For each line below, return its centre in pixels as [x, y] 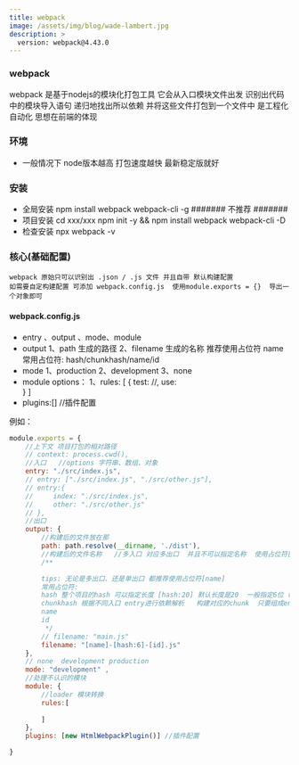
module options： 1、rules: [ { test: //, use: [99, 382]
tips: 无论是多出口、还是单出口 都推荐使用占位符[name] [133, 579]
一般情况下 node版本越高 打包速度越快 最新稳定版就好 [121, 162]
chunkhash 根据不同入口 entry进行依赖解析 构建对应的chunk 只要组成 [163, 604]
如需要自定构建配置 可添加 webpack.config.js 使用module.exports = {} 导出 [146, 287]
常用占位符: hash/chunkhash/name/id [91, 359]
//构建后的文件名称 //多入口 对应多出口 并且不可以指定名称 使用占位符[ [166, 554]
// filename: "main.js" [85, 637]
